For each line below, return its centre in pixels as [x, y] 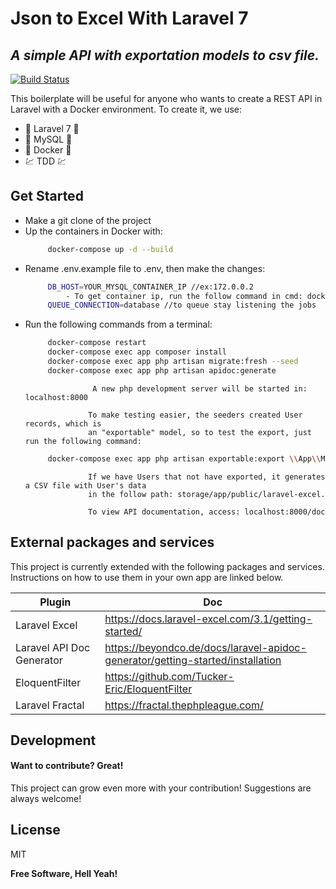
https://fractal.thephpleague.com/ [184, 705]
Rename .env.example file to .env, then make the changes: [145, 268]
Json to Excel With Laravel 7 [129, 18]
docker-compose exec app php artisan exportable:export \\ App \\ [184, 458]
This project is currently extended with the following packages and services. [167, 566]
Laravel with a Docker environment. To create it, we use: [126, 109]
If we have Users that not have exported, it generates [207, 477]
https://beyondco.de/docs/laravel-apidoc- [205, 647]
